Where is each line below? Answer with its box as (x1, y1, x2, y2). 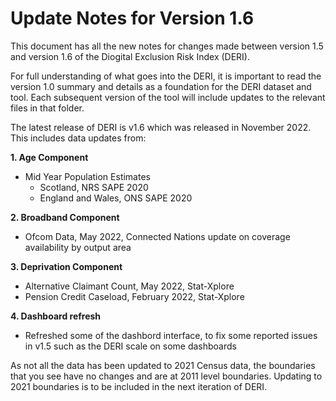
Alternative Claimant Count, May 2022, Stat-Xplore (24, 280, 235, 292)
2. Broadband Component (10, 211, 120, 223)
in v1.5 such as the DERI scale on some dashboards (24, 340, 237, 352)
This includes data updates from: (10, 132, 147, 144)
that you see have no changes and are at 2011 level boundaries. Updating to (10, 370, 323, 382)
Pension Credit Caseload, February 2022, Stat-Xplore (24, 290, 245, 302)
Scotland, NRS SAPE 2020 (39, 181, 149, 193)
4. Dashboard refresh (10, 310, 102, 322)
